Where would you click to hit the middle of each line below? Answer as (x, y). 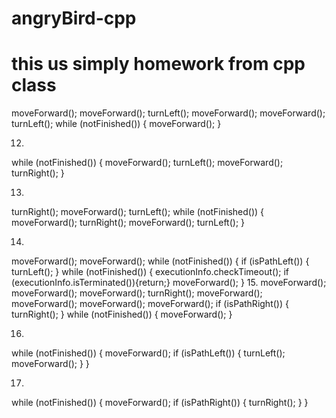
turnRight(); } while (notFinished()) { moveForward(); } (122, 314)
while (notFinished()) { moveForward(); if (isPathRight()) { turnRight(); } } (160, 403)
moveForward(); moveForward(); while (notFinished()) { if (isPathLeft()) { (160, 261)
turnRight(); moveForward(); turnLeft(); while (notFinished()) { (138, 212)
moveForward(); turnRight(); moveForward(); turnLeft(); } (128, 223)
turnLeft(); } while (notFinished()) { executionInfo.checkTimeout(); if (150, 272)
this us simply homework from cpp (158, 64)
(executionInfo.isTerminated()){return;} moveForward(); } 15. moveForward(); (169, 283)
